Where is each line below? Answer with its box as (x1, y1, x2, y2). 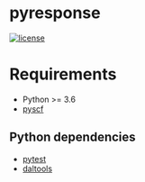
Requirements (9, 64, 117, 85)
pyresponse (9, 3, 101, 23)
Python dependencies (9, 130, 137, 145)
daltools (22, 163, 52, 174)
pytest (22, 153, 47, 164)
